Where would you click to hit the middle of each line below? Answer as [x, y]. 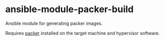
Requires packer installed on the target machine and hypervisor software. [82, 33]
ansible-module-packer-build [69, 9]
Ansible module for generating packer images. [54, 23]
